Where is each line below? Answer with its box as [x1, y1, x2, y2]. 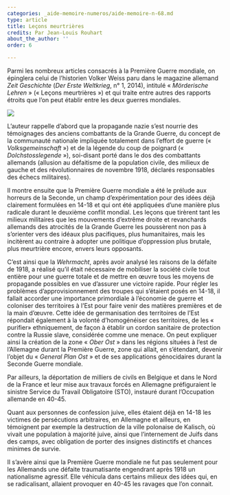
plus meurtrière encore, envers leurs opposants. [7, 245, 143, 252]
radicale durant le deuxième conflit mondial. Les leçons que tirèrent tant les [7, 208, 220, 216]
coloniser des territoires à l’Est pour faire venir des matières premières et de [7, 302, 222, 309]
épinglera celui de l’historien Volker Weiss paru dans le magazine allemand [7, 74, 218, 82]
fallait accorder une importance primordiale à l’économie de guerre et [7, 294, 204, 302]
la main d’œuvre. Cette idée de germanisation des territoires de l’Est [7, 309, 200, 317]
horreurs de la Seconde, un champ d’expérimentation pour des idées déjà [7, 193, 216, 202]
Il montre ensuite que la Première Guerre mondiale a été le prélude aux [7, 186, 207, 194]
